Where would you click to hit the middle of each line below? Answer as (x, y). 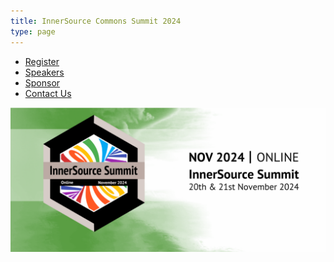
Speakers (44, 72)
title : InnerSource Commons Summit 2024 (96, 21)
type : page (33, 31)
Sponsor (42, 82)
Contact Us (48, 93)
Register (42, 61)
